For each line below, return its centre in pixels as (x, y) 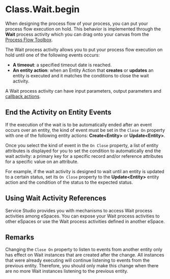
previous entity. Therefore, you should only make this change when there (82, 266)
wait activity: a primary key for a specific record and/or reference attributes (84, 156)
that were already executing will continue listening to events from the (78, 260)
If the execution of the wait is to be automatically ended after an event (79, 124)
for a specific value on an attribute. (42, 161)
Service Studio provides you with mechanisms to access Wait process (79, 210)
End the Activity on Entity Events (59, 112)
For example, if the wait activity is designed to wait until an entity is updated (85, 171)
